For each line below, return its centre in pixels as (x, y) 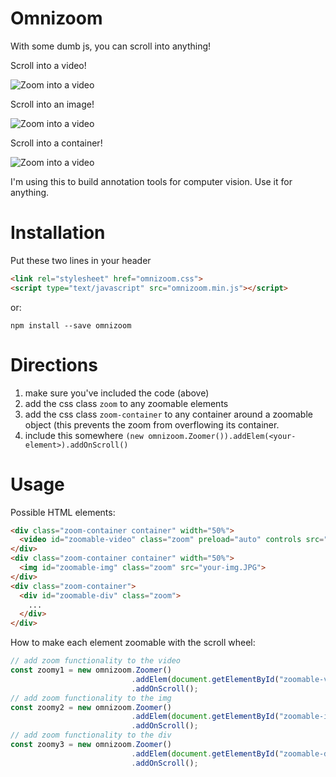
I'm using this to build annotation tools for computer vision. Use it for (151, 181)
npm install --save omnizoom (71, 325)
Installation (58, 233)
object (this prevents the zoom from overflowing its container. (152, 424)
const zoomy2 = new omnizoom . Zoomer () (91, 707)
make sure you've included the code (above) (117, 393)
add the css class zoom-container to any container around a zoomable (168, 414)
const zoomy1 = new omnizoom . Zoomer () (91, 670)
